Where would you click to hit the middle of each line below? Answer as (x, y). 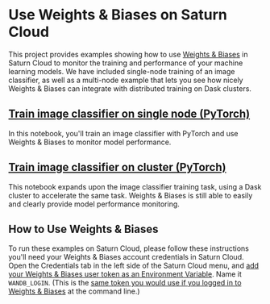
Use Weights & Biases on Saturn (118, 15)
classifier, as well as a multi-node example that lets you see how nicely (126, 80)
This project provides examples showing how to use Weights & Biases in (128, 54)
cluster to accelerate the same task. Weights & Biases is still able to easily (131, 195)
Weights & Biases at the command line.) (74, 291)
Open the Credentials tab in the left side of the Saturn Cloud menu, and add (134, 266)
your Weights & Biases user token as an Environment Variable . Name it (125, 274)
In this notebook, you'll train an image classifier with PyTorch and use (124, 133)
